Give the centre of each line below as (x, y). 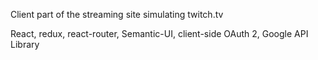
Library (25, 44)
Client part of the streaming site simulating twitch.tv (117, 14)
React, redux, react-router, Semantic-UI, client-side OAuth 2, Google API (159, 33)
